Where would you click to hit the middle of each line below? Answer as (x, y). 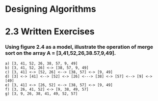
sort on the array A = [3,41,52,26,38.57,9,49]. (61, 53)
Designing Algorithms (51, 9)
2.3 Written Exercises (50, 32)
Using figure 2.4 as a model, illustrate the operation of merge (79, 47)
